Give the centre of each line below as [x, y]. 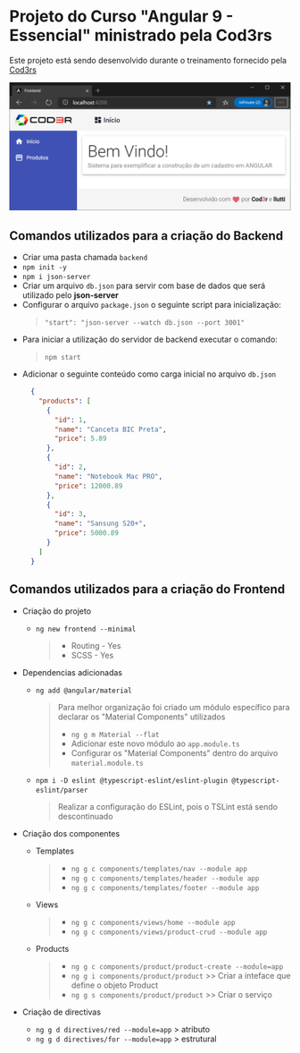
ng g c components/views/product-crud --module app [169, 932]
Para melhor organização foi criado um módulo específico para [174, 707]
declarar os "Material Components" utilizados [142, 717]
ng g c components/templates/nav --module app [159, 869]
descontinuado [85, 816]
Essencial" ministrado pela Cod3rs [141, 35]
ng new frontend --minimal [86, 629]
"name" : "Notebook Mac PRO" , [109, 476]
